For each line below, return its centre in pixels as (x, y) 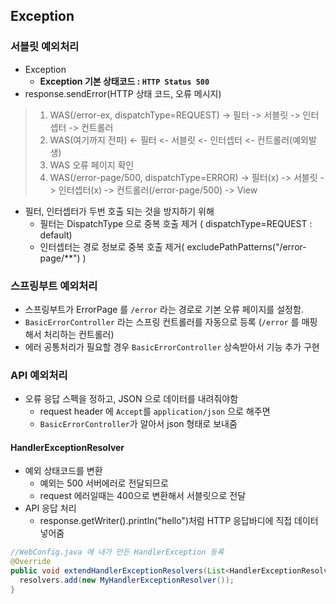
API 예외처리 (39, 375)
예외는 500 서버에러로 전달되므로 (104, 483)
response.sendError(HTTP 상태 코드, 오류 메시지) (123, 93)
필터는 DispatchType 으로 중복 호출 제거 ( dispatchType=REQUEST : (176, 223)
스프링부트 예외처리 (54, 286)
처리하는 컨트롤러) (79, 334)
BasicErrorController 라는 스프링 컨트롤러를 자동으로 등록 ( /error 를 (162, 321)
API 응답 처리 (50, 508)
